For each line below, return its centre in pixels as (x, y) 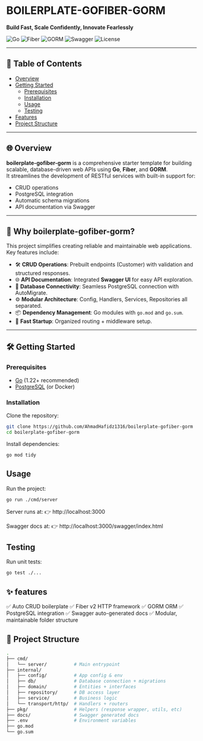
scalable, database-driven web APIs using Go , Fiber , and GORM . (87, 169)
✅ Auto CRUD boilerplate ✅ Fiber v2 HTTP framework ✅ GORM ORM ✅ (95, 606)
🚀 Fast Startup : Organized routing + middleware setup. (83, 321)
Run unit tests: (24, 562)
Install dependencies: (33, 444)
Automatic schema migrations (52, 200)
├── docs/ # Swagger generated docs (72, 715)
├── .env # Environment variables (71, 721)
